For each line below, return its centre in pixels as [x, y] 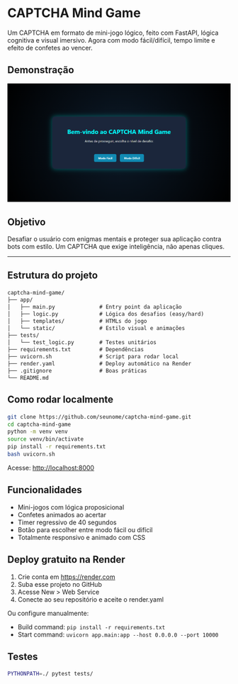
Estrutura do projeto [52, 276]
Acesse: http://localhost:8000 [51, 468]
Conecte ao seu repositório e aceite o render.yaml [91, 599]
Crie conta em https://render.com [66, 577]
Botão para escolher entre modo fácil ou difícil [85, 529]
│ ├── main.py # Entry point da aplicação [95, 307]
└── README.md [28, 377]
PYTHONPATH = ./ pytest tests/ [50, 674]
